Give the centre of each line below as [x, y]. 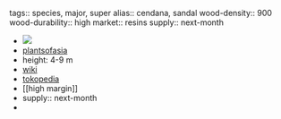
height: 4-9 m [47, 60]
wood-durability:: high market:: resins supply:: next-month [116, 22]
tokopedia [41, 79]
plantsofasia [45, 50]
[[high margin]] [50, 88]
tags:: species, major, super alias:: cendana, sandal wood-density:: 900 [141, 13]
